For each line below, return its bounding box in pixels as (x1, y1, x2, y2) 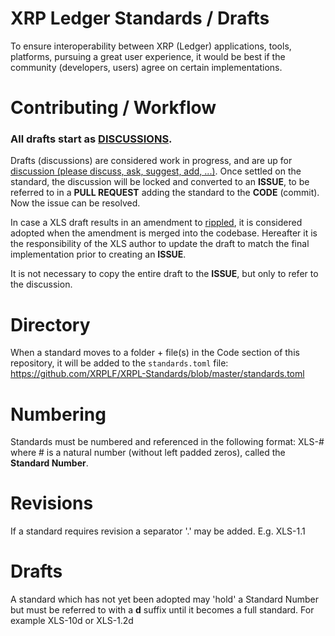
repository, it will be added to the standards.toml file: (10, 357, 229, 369)
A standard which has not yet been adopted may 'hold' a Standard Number (10, 593, 319, 606)
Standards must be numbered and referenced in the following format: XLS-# (10, 436, 325, 448)
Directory (10, 313, 91, 336)
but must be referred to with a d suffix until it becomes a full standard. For (10, 604, 315, 616)
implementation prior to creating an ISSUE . (10, 248, 187, 261)
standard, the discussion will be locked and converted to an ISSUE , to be (10, 176, 310, 188)
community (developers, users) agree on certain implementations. (10, 61, 283, 73)
